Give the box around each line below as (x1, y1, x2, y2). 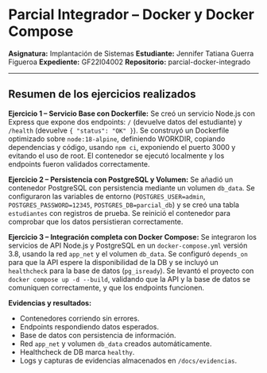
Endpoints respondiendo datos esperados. (19, 321, 159, 331)
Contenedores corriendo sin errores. (19, 313, 140, 323)
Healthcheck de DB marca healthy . (19, 347, 135, 356)
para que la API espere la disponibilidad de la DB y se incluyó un (8, 257, 219, 267)
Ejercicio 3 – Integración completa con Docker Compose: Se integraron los (8, 232, 257, 241)
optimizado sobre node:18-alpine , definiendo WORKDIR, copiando (8, 133, 226, 144)
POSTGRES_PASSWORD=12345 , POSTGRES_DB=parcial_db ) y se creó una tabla (8, 200, 240, 210)
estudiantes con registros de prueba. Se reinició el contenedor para (8, 208, 230, 217)
